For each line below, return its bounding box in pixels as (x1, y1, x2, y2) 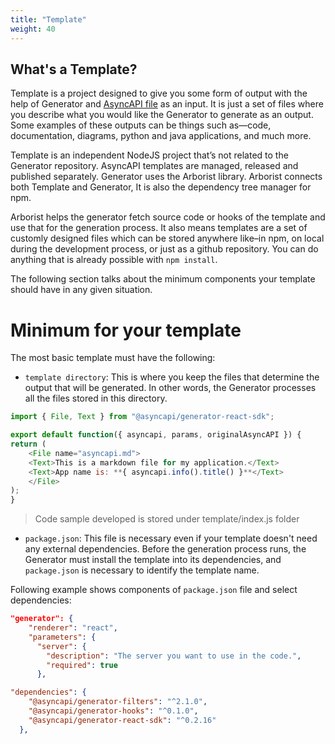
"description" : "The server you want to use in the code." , (46, 651, 302, 661)
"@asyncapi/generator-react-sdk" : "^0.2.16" (28, 715, 217, 725)
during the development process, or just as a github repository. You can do (10, 243, 319, 255)
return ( (10, 439, 47, 449)
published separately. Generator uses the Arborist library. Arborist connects (10, 171, 323, 183)
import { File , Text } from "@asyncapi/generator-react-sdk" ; (10, 412, 275, 422)
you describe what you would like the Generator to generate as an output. (10, 109, 314, 121)
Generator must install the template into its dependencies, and (24, 554, 282, 566)
